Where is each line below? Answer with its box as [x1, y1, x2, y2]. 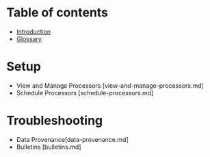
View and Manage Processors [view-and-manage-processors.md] [16, 81, 205, 90]
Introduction [16, 27, 51, 36]
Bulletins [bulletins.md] [16, 143, 81, 151]
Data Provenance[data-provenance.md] [16, 135, 129, 143]
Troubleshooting [6, 113, 103, 128]
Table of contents [6, 5, 109, 21]
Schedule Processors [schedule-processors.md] [16, 88, 154, 97]
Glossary [16, 34, 42, 43]
